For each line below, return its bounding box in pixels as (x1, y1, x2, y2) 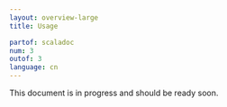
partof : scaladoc (9, 38, 75, 47)
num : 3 (9, 46, 34, 55)
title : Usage (9, 22, 59, 31)
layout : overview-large (9, 13, 99, 22)
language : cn (9, 63, 59, 72)
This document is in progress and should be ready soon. (9, 87, 219, 98)
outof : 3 (9, 55, 42, 64)
